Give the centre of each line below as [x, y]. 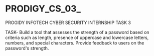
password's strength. [27, 48]
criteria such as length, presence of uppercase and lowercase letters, [77, 37]
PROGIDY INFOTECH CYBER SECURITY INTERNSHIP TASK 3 [68, 22]
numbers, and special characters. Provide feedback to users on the [75, 42]
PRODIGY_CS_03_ [43, 9]
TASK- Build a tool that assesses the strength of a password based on [77, 32]
